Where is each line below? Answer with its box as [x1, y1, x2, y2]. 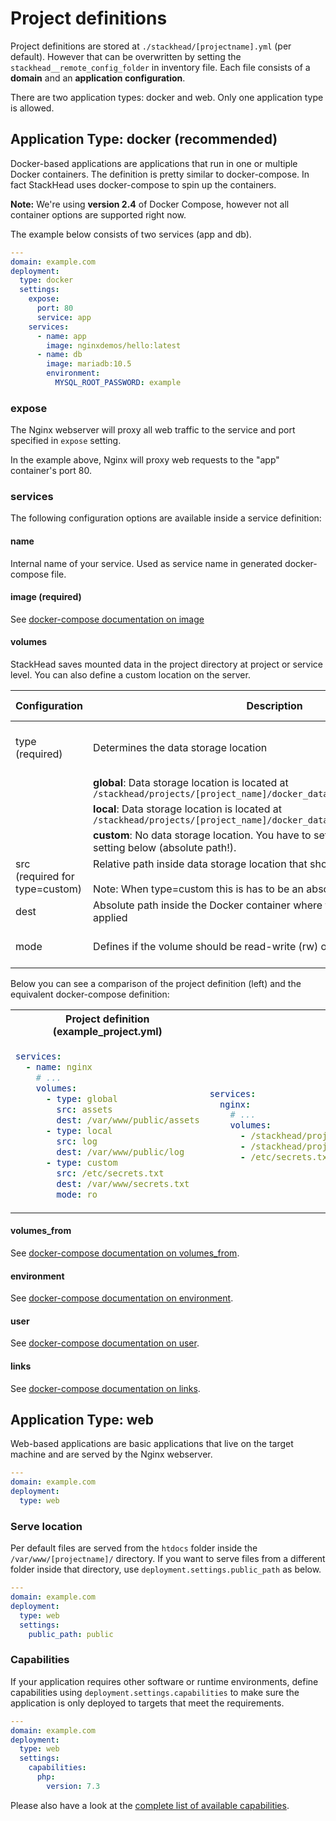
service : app [36, 312, 92, 322]
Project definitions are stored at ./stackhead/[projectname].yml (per [10, 40, 292, 52]
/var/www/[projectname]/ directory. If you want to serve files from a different [10, 1553, 326, 1565]
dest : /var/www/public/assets [56, 1114, 200, 1126]
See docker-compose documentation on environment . [10, 1292, 234, 1304]
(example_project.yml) [52, 1025, 163, 1039]
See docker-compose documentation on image [10, 613, 205, 625]
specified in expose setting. [10, 435, 122, 447]
